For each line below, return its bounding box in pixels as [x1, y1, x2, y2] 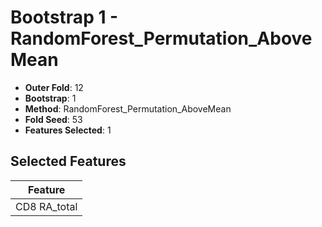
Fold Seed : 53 [24, 113, 83, 125]
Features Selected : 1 [24, 124, 112, 136]
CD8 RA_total [15, 199, 78, 213]
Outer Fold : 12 [24, 81, 84, 93]
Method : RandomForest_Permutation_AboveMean [24, 102, 232, 115]
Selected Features [10, 153, 127, 170]
